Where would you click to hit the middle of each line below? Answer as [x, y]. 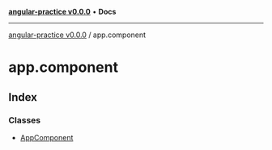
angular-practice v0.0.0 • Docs [62, 12]
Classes [25, 120]
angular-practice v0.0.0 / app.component [77, 35]
